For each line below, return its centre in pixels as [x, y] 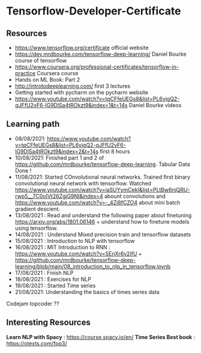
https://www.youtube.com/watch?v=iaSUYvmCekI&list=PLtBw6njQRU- [102, 189]
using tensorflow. [36, 228]
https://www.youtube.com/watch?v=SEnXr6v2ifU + [78, 253]
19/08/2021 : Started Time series [55, 285]
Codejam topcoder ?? [33, 303]
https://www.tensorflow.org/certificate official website [82, 48]
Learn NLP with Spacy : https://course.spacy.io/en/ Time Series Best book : [101, 337]
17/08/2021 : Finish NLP [44, 272]
